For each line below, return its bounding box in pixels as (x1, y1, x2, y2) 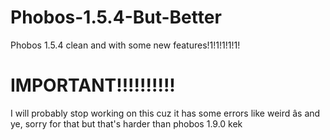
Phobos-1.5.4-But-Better (10, 6, 222, 29)
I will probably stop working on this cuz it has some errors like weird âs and (10, 107, 321, 119)
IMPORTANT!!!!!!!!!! (10, 74, 176, 97)
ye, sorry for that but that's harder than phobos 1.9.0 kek (10, 117, 243, 130)
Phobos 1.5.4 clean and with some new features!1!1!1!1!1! (10, 39, 241, 51)
